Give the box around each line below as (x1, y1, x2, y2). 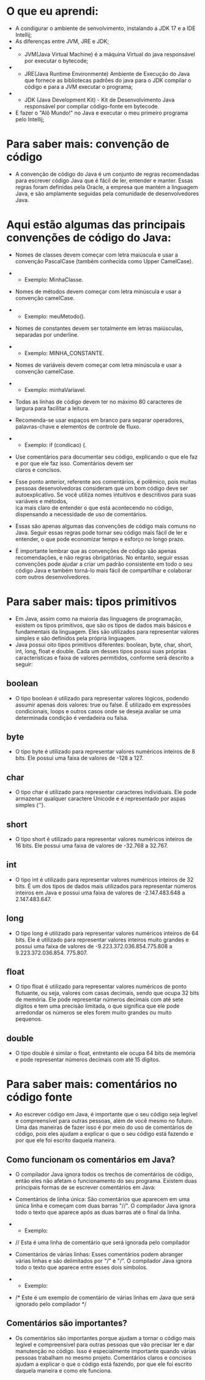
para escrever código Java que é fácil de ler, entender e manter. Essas (15, 176, 193, 184)
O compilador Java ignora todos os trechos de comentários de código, (15, 1171, 194, 1178)
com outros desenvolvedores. (15, 573, 91, 580)
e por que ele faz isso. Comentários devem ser (15, 459, 133, 467)
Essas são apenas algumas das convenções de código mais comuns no (15, 522, 196, 530)
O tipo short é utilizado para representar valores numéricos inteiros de (15, 836, 193, 842)
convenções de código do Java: (6, 231, 171, 245)
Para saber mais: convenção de (6, 137, 170, 151)
